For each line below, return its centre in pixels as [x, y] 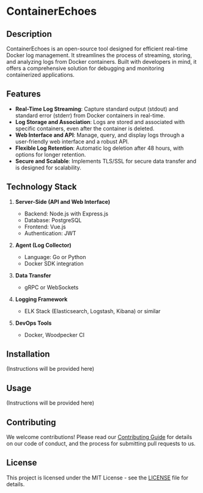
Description [29, 34]
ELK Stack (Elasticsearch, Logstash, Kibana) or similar [92, 311]
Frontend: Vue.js [45, 227]
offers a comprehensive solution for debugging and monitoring [85, 68]
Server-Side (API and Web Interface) [63, 201]
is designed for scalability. [48, 168]
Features [24, 94]
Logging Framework [41, 299]
